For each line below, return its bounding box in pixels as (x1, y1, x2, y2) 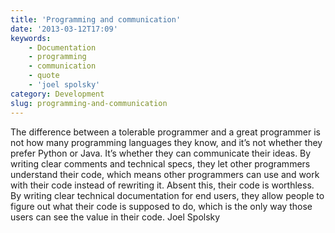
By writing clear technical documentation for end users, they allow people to (10, 189, 325, 201)
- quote (28, 71, 60, 81)
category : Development (10, 89, 105, 99)
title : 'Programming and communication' (10, 14, 182, 25)
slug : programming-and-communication (10, 98, 168, 108)
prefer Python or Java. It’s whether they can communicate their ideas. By (10, 147, 312, 159)
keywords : (10, 33, 52, 43)
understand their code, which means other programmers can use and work (10, 168, 320, 180)
